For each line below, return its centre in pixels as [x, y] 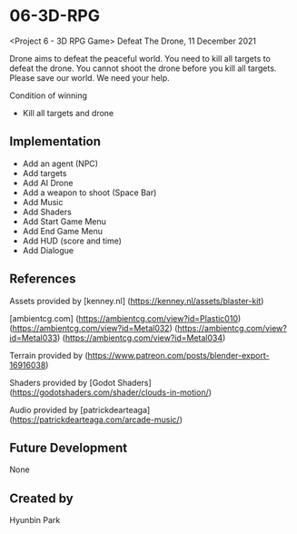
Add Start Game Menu [64, 221]
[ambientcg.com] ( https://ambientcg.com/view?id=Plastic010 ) [125, 318]
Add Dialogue [48, 250]
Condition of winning [49, 95]
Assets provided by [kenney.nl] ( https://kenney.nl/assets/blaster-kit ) [137, 301]
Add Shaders [47, 212]
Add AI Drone [48, 183]
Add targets [45, 173]
